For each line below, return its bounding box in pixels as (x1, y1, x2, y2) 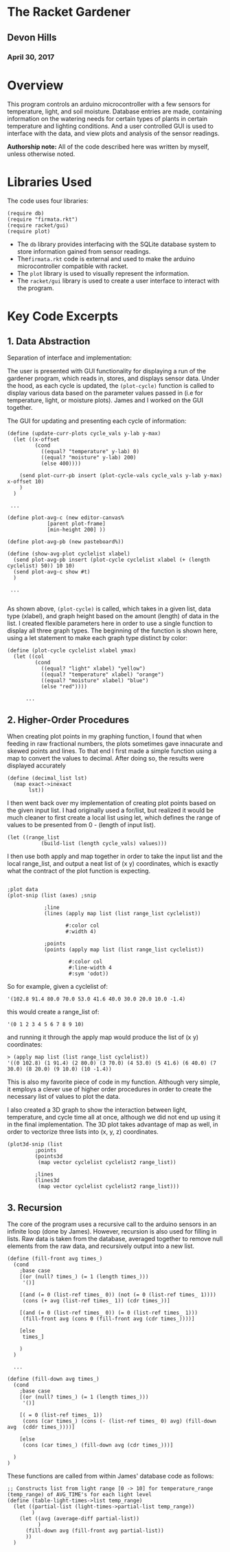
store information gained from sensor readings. (16, 248, 151, 256)
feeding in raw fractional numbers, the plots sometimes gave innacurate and (7, 740, 223, 748)
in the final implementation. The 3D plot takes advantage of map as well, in (7, 1120, 218, 1128)
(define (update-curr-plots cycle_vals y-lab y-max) (7, 430, 161, 437)
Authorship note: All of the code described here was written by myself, (7, 142, 209, 151)
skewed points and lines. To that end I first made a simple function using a (7, 747, 217, 755)
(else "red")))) (41, 684, 88, 690)
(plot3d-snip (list (7, 1141, 63, 1148)
